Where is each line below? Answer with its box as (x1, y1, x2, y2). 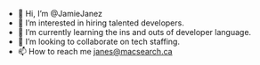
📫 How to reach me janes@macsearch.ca (17, 47, 173, 56)
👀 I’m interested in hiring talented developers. (17, 18, 184, 28)
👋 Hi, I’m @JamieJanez (17, 9, 103, 18)
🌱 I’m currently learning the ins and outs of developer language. (17, 27, 252, 37)
